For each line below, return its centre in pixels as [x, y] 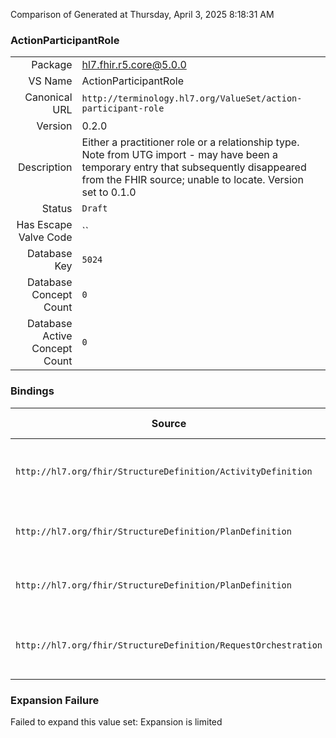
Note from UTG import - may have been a [179, 155]
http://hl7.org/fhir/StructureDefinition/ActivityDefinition [164, 471]
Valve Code [45, 237]
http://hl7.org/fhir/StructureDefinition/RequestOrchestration [169, 645]
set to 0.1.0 [109, 192]
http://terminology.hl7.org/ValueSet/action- [192, 98]
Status [57, 209]
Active [57, 336]
